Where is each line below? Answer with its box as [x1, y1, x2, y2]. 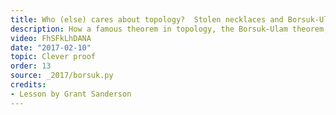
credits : [10, 80, 47, 90]
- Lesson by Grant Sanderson [10, 89, 132, 99]
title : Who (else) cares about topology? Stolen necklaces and [10, 14, 284, 25]
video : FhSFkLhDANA [10, 33, 92, 43]
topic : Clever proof [10, 52, 97, 62]
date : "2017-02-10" [10, 42, 92, 53]
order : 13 [10, 61, 52, 71]
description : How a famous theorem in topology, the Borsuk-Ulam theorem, [10, 24, 329, 34]
